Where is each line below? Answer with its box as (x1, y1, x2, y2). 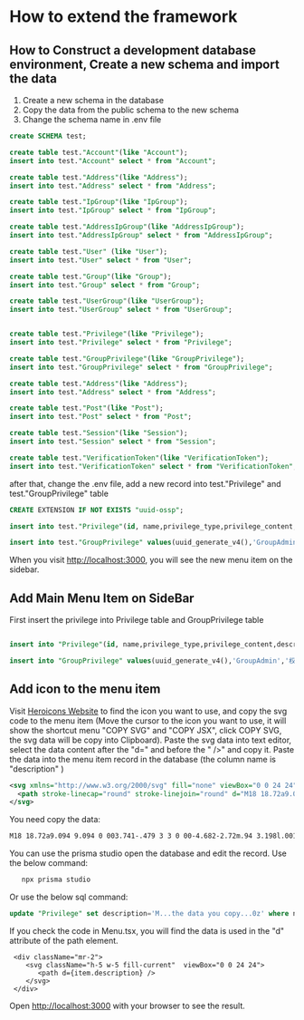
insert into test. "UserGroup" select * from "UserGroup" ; (9, 306, 233, 315)
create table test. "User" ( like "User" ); (9, 247, 168, 256)
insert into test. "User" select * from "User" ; (9, 256, 193, 265)
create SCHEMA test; (9, 131, 88, 141)
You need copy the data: (9, 814, 101, 825)
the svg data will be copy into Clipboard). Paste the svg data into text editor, (9, 734, 292, 745)
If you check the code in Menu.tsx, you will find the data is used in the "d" (9, 925, 285, 936)
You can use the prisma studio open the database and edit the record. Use (9, 848, 288, 859)
